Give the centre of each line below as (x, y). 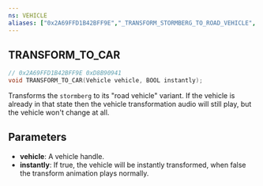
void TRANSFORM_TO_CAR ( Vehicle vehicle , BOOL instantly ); (105, 81)
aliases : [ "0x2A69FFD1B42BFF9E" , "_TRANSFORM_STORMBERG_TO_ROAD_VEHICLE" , (132, 23)
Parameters (38, 137)
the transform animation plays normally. (84, 173)
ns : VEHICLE (28, 15)
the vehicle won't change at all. (59, 112)
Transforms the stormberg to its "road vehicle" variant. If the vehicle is (122, 96)
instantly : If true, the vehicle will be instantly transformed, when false (133, 165)
